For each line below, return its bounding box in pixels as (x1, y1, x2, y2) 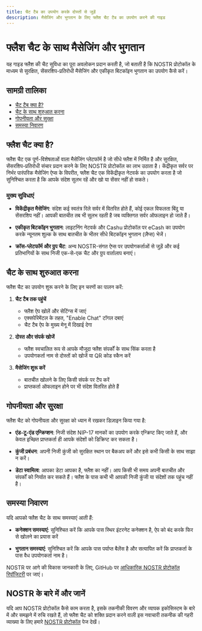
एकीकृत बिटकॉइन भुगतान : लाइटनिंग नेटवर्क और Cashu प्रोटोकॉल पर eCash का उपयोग (14, 224, 185, 231)
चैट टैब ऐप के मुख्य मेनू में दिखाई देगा (24, 321, 92, 329)
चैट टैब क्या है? (14, 101, 44, 109)
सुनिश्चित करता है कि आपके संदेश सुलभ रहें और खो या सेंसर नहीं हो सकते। (6, 176, 149, 183)
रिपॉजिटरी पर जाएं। (6, 571, 44, 578)
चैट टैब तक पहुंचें (14, 296, 46, 303)
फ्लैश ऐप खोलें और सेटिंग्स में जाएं (24, 308, 86, 315)
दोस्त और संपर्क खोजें (14, 333, 55, 341)
